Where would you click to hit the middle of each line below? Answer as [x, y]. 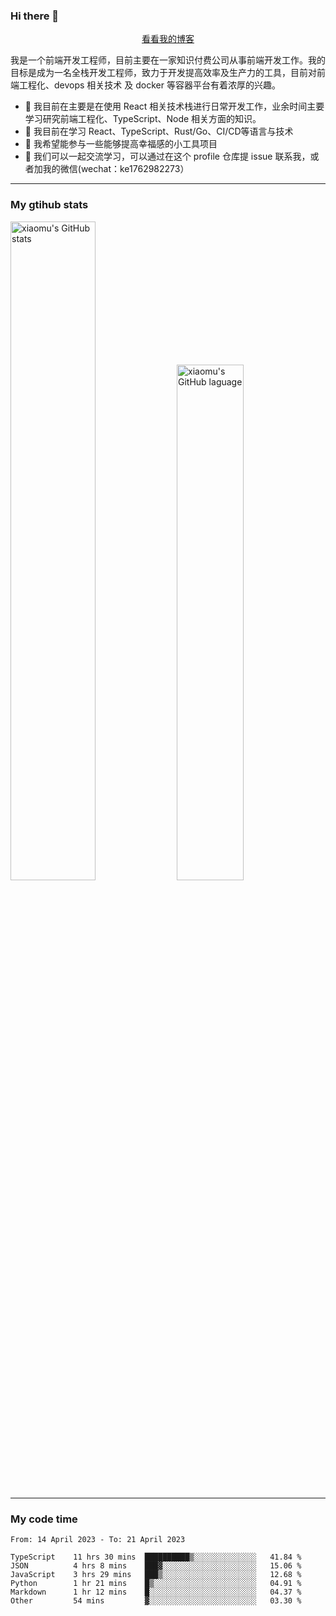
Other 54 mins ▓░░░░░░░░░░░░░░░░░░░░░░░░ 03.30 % [156, 1600]
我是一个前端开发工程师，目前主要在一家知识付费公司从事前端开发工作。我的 [168, 60]
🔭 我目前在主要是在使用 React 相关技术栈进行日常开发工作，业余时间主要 [174, 106]
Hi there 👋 [35, 16]
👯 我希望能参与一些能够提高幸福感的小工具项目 [121, 144]
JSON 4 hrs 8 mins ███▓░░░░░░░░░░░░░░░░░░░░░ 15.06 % [156, 1565]
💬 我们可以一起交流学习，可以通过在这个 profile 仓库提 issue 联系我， [167, 156]
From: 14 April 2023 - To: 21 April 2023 [98, 1539]
